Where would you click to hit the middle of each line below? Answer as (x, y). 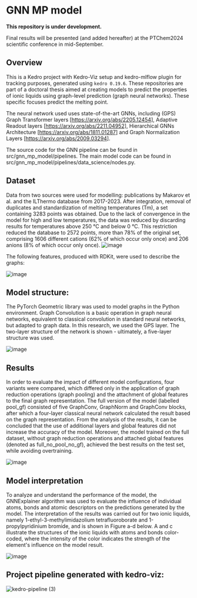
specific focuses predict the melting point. (57, 102)
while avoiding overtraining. (40, 451)
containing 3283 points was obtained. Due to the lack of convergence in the (98, 214)
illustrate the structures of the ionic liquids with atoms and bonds (85, 532)
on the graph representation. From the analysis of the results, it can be (91, 420)
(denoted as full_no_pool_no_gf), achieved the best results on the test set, (96, 444)
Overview (24, 63)
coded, (15, 539)
